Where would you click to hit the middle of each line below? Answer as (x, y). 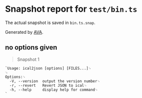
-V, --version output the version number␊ (55, 81)
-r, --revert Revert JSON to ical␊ (48, 85)
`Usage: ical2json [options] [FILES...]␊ (48, 68)
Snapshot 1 (28, 59)
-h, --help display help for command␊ (54, 90)
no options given (31, 48)
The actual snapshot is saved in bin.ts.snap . (50, 23)
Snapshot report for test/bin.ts (71, 9)
